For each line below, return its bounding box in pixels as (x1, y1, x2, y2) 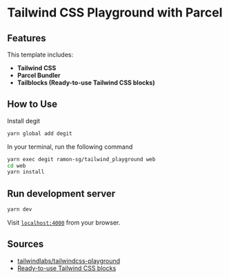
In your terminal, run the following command (7, 143, 133, 151)
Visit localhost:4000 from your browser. (7, 218, 121, 227)
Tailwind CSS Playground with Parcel (7, 5, 223, 21)
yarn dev (7, 206, 32, 213)
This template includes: (7, 50, 74, 59)
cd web (7, 162, 26, 169)
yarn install (7, 169, 45, 176)
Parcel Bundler (17, 71, 61, 79)
